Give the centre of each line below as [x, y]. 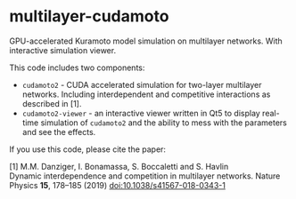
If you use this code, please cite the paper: [88, 149]
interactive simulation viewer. [63, 50]
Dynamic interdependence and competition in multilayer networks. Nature [145, 176]
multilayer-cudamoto [89, 16]
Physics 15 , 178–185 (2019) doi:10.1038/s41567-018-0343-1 [117, 185]
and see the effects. [59, 131]
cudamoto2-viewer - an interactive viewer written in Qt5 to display [141, 113]
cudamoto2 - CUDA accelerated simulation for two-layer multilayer [142, 84]
